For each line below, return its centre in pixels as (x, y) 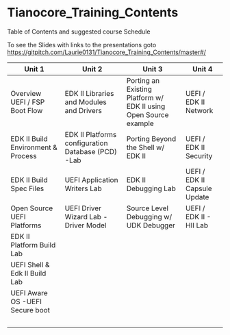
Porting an (143, 80)
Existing (139, 89)
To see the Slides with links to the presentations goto (82, 45)
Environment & (34, 147)
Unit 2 (92, 69)
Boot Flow (27, 110)
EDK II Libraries (89, 93)
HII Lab (197, 225)
